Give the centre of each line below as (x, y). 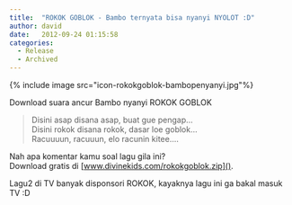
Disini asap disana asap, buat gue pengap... (112, 120)
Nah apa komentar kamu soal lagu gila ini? (88, 156)
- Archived (38, 59)
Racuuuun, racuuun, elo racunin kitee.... (105, 139)
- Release (35, 51)
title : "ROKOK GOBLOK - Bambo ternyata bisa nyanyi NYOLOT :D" (132, 18)
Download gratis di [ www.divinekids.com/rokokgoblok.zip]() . (121, 166)
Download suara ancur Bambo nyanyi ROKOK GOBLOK (111, 102)
